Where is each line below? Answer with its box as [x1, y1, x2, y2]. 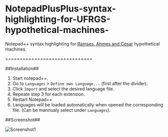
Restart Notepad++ [12, 96, 53, 102]
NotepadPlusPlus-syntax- [5, 3, 116, 14]
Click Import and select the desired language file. [12, 85, 114, 91]
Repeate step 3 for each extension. [12, 91, 85, 97]
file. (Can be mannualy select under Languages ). [12, 107, 111, 113]
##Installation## [5, 65, 39, 71]
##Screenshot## [5, 116, 40, 122]
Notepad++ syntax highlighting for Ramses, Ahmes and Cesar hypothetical [5, 40, 160, 46]
